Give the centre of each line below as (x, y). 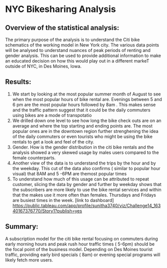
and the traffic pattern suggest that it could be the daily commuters (81, 110)
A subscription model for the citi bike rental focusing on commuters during (82, 238)
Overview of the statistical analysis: (62, 28)
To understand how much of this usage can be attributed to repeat (81, 179)
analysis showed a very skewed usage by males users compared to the (85, 152)
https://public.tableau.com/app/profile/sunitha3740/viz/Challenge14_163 (86, 205)
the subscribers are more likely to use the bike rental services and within (87, 189)
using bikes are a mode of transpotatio (52, 115)
